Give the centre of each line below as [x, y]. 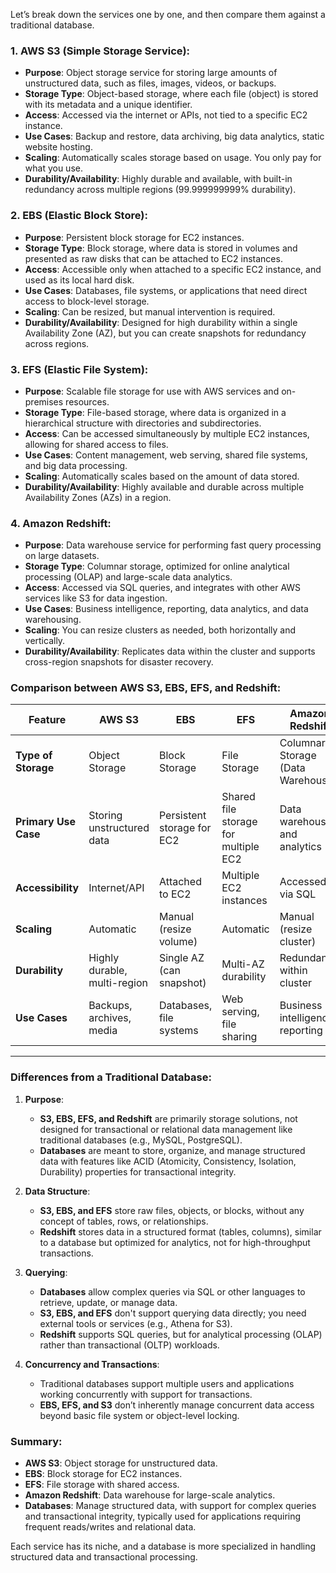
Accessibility [47, 888]
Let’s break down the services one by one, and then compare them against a [168, 14]
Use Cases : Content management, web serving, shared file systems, [166, 455]
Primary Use [46, 822]
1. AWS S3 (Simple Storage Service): [100, 51]
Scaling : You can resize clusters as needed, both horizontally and [160, 630]
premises [44, 401]
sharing [239, 1037]
